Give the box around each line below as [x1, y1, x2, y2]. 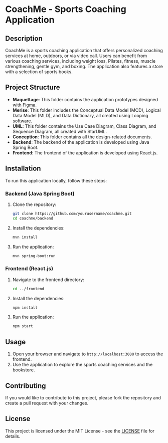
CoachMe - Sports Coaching [5, 4, 126, 15]
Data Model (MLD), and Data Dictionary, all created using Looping [12, 112, 149, 118]
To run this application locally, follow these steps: [5, 177, 107, 183]
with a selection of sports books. [5, 69, 73, 75]
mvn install [12, 235, 38, 240]
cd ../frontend [12, 286, 45, 291]
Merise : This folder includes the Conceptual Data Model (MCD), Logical [12, 107, 161, 113]
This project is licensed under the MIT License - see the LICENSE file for [5, 427, 154, 434]
